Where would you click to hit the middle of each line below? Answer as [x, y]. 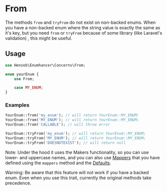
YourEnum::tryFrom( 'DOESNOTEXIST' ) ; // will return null [66, 143]
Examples [17, 105]
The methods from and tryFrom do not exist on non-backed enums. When [81, 22]
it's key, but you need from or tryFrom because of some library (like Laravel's [84, 33]
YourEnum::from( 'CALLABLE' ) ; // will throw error [58, 125]
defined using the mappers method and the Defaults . [58, 163]
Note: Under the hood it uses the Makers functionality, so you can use [77, 152]
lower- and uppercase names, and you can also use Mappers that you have [83, 157]
